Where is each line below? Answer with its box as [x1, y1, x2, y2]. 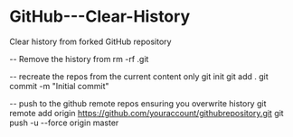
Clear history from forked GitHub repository [9, 36, 172, 47]
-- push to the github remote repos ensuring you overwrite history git [9, 97, 267, 109]
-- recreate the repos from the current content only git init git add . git [9, 70, 269, 82]
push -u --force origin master [9, 117, 119, 128]
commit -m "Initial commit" [9, 80, 109, 91]
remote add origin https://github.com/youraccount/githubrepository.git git [9, 107, 284, 118]
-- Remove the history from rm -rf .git [9, 53, 149, 64]
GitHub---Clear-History [9, 6, 191, 27]
